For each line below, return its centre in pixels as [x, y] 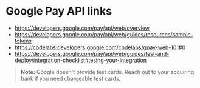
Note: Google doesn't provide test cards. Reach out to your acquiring [107, 72]
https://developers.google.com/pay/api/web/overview [82, 28]
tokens [23, 41]
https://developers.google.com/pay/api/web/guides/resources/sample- [104, 34]
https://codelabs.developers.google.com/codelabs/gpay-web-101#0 [100, 47]
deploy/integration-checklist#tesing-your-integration [81, 60]
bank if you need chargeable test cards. [71, 78]
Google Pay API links [59, 11]
